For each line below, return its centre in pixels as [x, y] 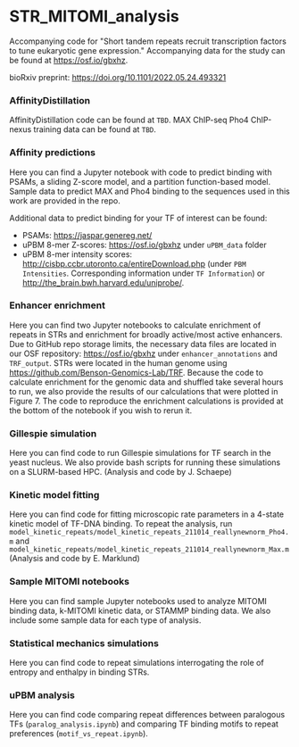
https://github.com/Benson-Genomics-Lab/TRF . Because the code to [136, 372]
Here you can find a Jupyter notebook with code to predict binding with [141, 172]
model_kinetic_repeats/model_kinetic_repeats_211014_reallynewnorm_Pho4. [149, 533]
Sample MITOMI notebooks [69, 582]
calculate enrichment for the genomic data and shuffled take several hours [146, 382]
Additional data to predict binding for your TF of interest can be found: [138, 218]
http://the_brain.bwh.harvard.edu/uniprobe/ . [103, 282]
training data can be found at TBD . [95, 129]
